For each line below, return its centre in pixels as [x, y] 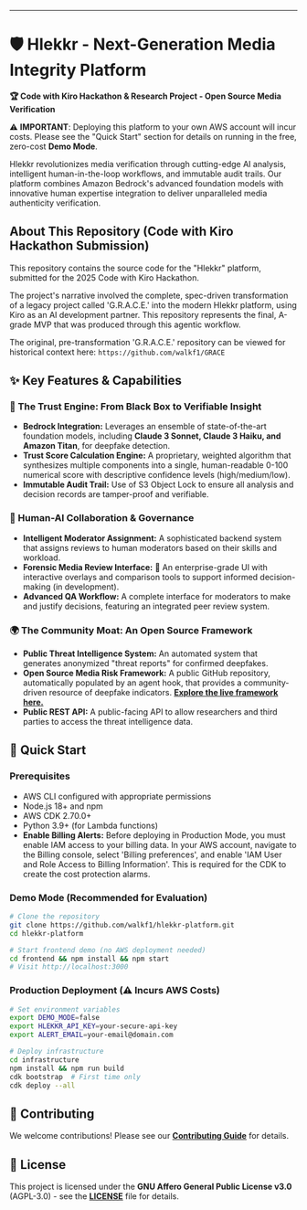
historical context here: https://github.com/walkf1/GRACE [117, 352]
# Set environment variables [65, 1009]
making [37, 587]
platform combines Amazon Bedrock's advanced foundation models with [147, 183]
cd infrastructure [44, 1060]
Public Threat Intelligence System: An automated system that [140, 653]
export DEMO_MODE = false [55, 1018]
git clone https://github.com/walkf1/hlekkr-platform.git [122, 925]
